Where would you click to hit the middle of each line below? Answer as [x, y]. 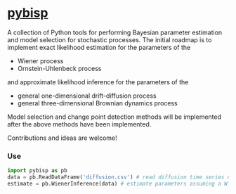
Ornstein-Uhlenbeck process [59, 68]
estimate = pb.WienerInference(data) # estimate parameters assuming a [114, 183]
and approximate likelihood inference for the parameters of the [98, 82]
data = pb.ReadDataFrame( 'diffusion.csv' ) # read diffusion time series [116, 177]
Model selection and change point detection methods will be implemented [114, 117]
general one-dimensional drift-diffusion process [87, 96]
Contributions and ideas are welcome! [62, 138]
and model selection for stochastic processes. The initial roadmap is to [110, 39]
